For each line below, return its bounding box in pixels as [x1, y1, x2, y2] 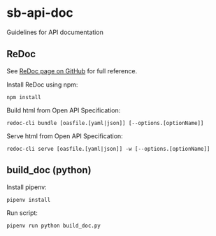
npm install [6, 94, 41, 101]
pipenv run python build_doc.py [6, 222, 101, 229]
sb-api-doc [6, 5, 74, 21]
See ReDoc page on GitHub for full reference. [6, 66, 138, 75]
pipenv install [6, 196, 51, 203]
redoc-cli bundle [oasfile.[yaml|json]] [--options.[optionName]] [6, 119, 204, 126]
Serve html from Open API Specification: [6, 131, 123, 140]
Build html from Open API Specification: [6, 106, 121, 115]
